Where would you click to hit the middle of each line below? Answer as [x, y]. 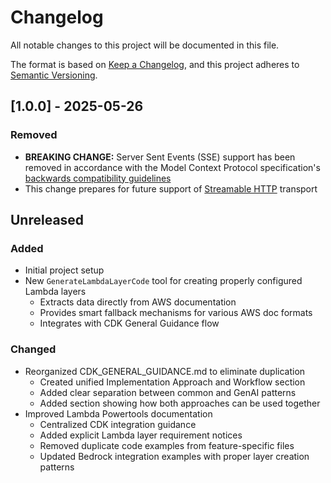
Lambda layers [55, 292]
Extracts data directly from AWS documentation [138, 302]
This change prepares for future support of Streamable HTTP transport [171, 188]
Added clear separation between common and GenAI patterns [168, 392]
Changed [33, 349]
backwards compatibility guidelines [98, 178]
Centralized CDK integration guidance [118, 424]
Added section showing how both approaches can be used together [180, 403]
